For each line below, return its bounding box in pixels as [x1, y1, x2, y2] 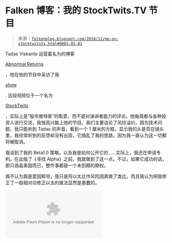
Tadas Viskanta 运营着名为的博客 [5, 51, 75, 57]
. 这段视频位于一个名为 [5, 92, 53, 98]
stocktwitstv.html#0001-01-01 [17, 41, 83, 46]
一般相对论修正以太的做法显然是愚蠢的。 [14, 180, 100, 186]
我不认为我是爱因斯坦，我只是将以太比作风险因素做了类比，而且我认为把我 [5, 173, 162, 179]
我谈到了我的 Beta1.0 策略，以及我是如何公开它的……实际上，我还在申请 [5, 149, 157, 156]
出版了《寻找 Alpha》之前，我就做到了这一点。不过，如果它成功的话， [18, 156, 167, 162]
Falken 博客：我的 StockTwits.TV [5, 5, 147, 16]
